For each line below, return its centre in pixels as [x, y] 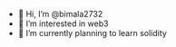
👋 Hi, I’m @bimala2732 [60, 14]
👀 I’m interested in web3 [63, 23]
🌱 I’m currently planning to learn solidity [93, 33]
